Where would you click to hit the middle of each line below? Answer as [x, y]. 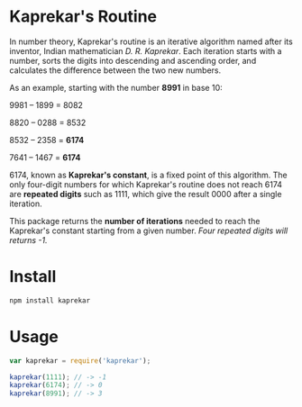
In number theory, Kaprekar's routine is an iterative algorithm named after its [151, 41]
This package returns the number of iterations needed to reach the [135, 221]
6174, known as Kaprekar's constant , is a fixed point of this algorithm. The [148, 175]
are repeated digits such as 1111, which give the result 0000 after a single [146, 194]
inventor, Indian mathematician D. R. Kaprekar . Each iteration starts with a [146, 50]
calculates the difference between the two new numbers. [115, 70]
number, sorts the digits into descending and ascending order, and [133, 60]
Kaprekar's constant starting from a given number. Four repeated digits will [149, 231]
